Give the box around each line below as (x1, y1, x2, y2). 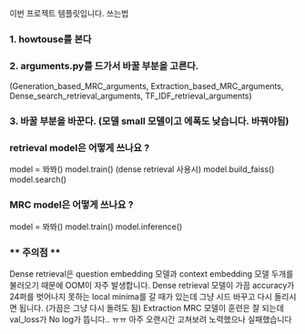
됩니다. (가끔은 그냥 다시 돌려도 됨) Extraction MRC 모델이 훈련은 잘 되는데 (18, 303, 285, 314)
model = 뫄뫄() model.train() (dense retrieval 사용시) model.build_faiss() (9, 164, 275, 175)
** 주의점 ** (9, 246, 61, 258)
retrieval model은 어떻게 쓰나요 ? (9, 142, 150, 155)
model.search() (9, 174, 66, 185)
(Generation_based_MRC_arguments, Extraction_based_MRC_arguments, (9, 81, 284, 92)
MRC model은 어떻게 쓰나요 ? (9, 198, 134, 211)
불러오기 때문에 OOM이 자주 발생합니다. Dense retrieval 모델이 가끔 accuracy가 (9, 280, 295, 291)
